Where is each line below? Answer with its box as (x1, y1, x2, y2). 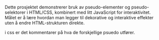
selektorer (5, 9, 26, 15)
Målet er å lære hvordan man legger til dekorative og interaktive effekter (5, 15, 154, 20)
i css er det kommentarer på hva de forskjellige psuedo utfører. (5, 30, 135, 35)
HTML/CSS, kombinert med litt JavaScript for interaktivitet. (29, 9, 151, 15)
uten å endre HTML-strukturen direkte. (5, 20, 85, 26)
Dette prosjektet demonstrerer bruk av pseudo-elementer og (5, 4, 130, 10)
